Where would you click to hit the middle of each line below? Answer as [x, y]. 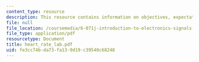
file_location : [25, 28]
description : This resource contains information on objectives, [88, 17]
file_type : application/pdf [41, 34]
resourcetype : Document [36, 39]
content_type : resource [36, 12]
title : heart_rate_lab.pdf [39, 45]
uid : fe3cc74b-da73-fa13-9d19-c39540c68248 [61, 50]
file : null [20, 22]
